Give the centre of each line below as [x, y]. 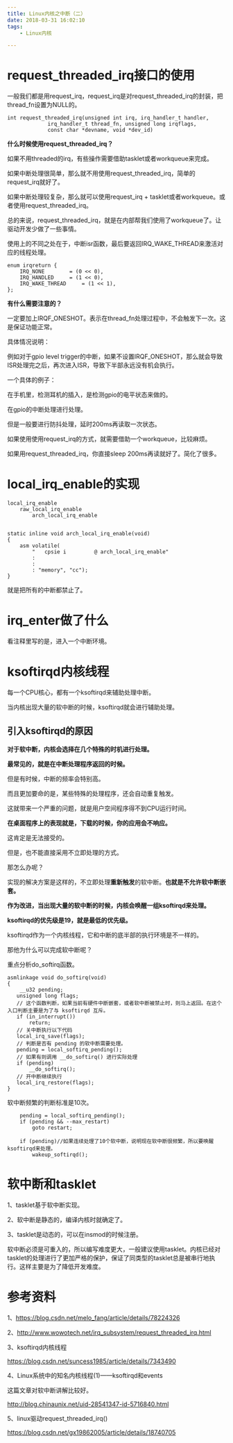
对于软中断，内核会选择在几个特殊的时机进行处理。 [80, 749]
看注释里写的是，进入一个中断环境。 [59, 641]
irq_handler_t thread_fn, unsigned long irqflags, [122, 124]
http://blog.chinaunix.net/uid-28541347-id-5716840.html [88, 1404]
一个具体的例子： [32, 380]
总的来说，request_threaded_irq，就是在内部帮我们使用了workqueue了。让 [114, 220]
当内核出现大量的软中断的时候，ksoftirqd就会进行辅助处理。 [93, 707]
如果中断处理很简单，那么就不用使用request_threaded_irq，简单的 [101, 174]
